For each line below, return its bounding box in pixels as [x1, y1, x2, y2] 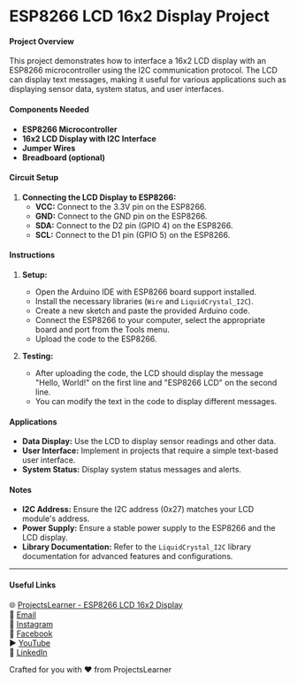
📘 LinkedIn [9, 647, 48, 657]
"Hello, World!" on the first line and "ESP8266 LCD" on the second [34, 378, 278, 388]
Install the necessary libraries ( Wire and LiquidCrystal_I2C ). [34, 296, 254, 306]
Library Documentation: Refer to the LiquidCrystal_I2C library [21, 541, 252, 552]
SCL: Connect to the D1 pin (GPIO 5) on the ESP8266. [34, 229, 231, 240]
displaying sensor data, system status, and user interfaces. [9, 84, 225, 95]
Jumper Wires [21, 142, 76, 153]
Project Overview [9, 35, 75, 46]
